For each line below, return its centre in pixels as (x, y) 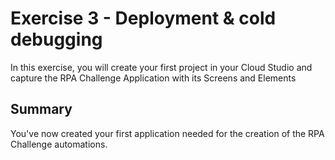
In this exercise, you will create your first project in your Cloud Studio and (161, 67)
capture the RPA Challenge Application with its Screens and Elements (153, 78)
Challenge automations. (59, 144)
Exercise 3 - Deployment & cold (143, 18)
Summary (41, 109)
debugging (56, 39)
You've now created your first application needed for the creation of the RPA (167, 133)
